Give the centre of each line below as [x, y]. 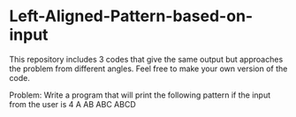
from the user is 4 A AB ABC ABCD [72, 104]
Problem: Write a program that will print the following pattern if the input [140, 95]
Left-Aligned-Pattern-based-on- [131, 16]
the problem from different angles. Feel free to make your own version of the [148, 69]
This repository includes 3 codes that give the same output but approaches [146, 59]
